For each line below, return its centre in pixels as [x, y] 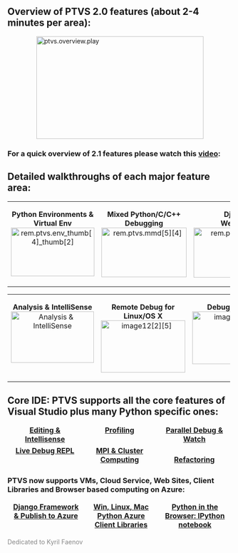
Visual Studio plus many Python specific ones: [113, 411]
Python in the [195, 507]
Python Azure [121, 515]
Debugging [144, 223]
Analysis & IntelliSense [52, 307]
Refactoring [195, 460]
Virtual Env [53, 223]
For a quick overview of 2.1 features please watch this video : [114, 153]
